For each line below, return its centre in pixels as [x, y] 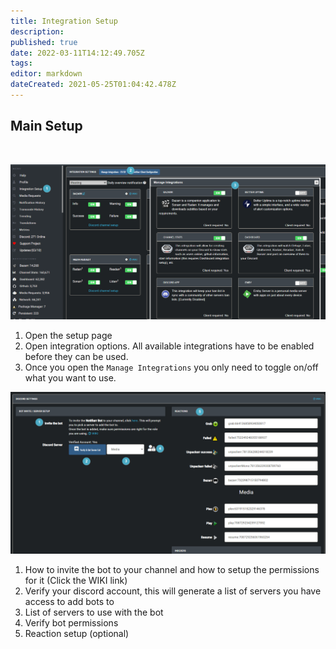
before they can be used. [76, 357]
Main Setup [46, 126]
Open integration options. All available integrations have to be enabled [169, 346]
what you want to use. [70, 378]
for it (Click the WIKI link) [76, 581]
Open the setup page [68, 336]
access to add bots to [69, 602]
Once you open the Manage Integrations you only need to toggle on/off [171, 367]
